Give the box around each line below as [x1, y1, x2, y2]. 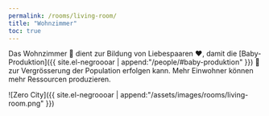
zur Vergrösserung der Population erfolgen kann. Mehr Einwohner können [8, 66, 254, 76]
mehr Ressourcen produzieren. [8, 74, 111, 85]
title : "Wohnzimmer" [8, 19, 78, 27]
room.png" [8, 98, 44, 109]
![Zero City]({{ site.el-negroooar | [8, 90, 119, 100]
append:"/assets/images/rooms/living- [120, 90, 249, 100]
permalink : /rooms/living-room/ [8, 11, 117, 20]
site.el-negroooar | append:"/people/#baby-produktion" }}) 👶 [57, 57, 260, 67]
